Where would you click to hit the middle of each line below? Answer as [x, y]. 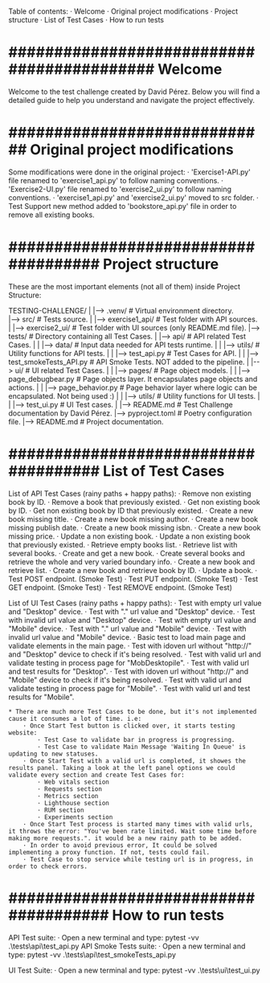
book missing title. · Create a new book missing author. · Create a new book [133, 519]
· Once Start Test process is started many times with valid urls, [138, 824]
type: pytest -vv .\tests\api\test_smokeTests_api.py [92, 954]
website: [23, 733]
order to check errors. [48, 866]
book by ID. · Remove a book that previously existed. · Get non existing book [134, 502]
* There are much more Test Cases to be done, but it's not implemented [133, 711]
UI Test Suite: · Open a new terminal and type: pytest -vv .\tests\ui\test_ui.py [134, 970]
